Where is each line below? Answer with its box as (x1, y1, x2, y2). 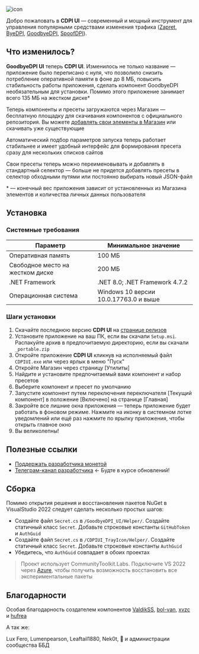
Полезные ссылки (6, 444, 78, 454)
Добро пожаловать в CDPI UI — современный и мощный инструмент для (6, 17, 192, 24)
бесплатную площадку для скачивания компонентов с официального (6, 112, 182, 119)
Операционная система (9, 291, 78, 299)
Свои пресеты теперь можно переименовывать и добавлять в (6, 160, 165, 168)
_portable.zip (14, 346, 50, 352)
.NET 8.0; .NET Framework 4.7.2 (97, 278, 188, 286)
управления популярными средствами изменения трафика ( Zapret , (6, 24, 177, 30)
